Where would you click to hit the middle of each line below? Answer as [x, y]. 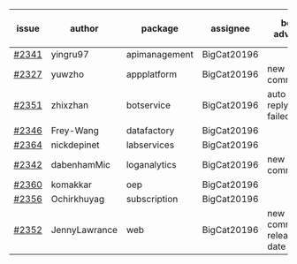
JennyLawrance [84, 230]
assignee [230, 28]
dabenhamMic [80, 165]
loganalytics [151, 165]
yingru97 [70, 54]
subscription [152, 199]
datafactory [150, 130]
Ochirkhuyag [78, 199]
